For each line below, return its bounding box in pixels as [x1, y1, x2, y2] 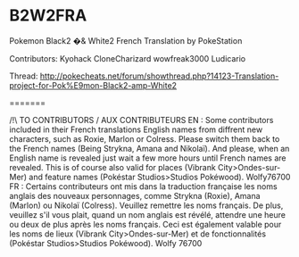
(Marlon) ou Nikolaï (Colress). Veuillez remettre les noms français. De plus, [9, 200, 284, 211]
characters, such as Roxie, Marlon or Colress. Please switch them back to [9, 133, 280, 144]
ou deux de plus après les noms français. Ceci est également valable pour [9, 219, 282, 229]
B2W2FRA [9, 5, 87, 26]
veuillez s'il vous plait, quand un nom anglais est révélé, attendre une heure [9, 209, 286, 220]
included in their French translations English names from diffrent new [9, 124, 263, 135]
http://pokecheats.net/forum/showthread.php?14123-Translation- [39, 70, 279, 81]
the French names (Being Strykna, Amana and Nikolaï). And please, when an [9, 143, 290, 153]
